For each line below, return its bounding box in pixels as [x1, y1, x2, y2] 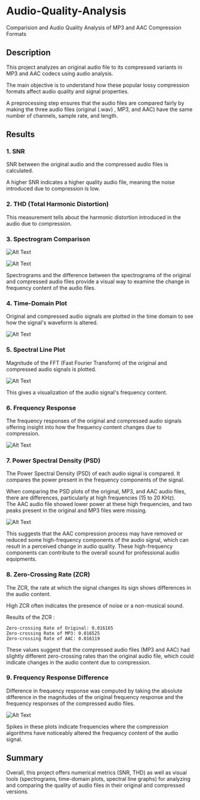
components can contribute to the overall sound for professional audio [6, 549, 180, 556]
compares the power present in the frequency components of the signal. [6, 476, 185, 483]
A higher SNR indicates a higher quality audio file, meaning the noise [6, 179, 175, 186]
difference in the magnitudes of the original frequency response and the [6, 693, 184, 700]
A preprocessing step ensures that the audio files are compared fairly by [6, 99, 184, 106]
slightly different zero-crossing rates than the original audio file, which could [6, 652, 194, 660]
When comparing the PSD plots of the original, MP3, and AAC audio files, [6, 488, 186, 495]
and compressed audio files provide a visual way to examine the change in [6, 278, 190, 285]
